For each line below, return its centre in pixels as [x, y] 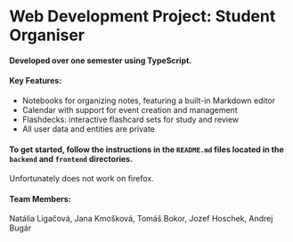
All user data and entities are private [89, 129]
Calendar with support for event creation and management [130, 109]
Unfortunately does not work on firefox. [81, 179]
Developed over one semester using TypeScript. [101, 60]
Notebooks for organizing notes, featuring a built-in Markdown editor [149, 101]
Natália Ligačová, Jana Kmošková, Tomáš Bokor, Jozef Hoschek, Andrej [141, 219]
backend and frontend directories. [71, 158]
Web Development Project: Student [142, 16]
